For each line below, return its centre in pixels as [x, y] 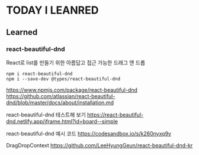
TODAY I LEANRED [52, 10]
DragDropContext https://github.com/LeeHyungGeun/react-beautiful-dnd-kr [99, 145]
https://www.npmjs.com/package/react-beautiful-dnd [72, 90]
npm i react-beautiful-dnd [39, 74]
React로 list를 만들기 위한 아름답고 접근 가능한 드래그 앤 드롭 [76, 62]
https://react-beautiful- [115, 114]
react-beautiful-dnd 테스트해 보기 [46, 114]
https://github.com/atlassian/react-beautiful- [61, 96]
